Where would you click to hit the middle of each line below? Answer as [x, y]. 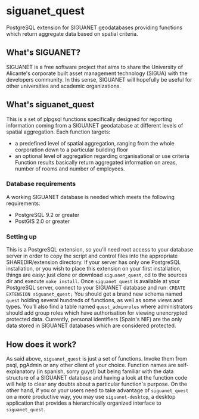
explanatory [21, 371]
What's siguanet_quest [50, 105]
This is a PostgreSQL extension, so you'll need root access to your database [100, 250]
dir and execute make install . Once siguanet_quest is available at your [93, 281]
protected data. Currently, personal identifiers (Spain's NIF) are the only [94, 319]
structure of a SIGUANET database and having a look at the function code [97, 377]
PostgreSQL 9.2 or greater [47, 215]
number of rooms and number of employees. [70, 169]
